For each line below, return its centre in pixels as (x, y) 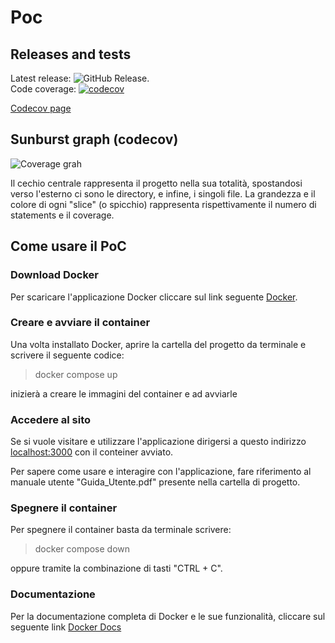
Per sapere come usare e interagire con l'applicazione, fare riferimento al (161, 472)
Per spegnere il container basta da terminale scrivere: (121, 530)
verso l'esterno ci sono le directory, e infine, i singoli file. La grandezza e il (163, 193)
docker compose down (82, 549)
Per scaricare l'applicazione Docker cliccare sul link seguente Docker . (154, 297)
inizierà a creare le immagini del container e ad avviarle (124, 393)
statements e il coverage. (62, 215)
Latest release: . (80, 78)
